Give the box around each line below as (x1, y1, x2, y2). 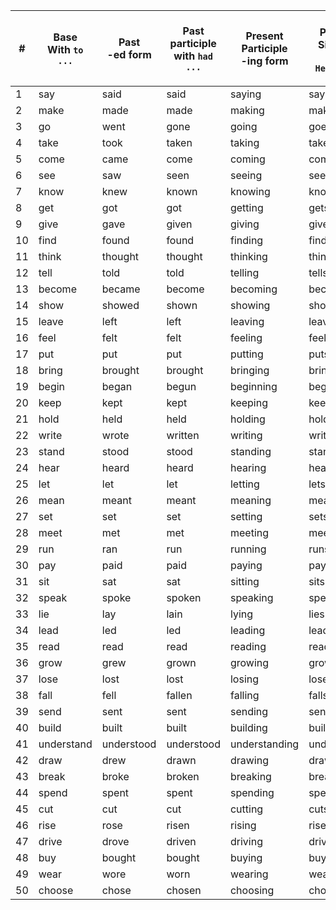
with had (173, 49, 213, 63)
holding (229, 412, 266, 426)
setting (229, 510, 263, 523)
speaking (229, 591, 274, 604)
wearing (229, 867, 269, 881)
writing (229, 429, 263, 442)
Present (245, 29, 284, 43)
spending (229, 786, 275, 799)
